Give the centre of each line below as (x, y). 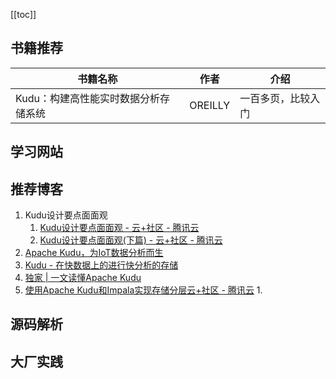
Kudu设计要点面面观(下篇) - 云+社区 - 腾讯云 (131, 240)
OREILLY (210, 105)
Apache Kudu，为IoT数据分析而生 (94, 253)
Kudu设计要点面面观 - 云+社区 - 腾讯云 (119, 228)
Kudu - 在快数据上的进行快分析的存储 (101, 265)
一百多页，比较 (275, 98)
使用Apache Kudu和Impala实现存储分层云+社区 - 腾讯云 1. (143, 290)
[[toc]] (23, 14)
